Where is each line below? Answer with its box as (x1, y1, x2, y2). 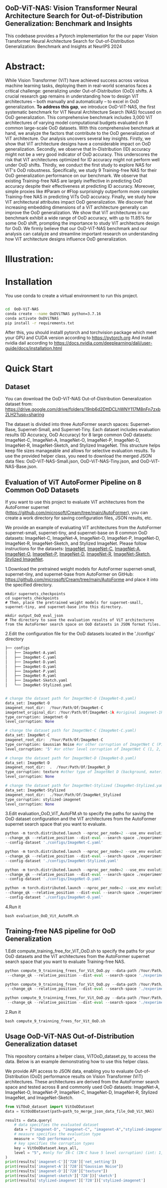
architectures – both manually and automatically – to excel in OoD (5, 98, 139, 104)
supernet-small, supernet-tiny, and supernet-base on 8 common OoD (5, 530, 148, 536)
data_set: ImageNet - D (5, 760, 50, 765)
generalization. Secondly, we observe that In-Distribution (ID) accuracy (5, 146, 151, 152)
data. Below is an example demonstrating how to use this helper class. (5, 1058, 149, 1065)
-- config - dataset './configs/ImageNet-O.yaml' (5, 895, 103, 900)
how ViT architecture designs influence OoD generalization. (5, 236, 128, 242)
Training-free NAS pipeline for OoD (5, 927, 116, 936)
